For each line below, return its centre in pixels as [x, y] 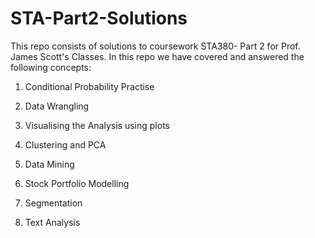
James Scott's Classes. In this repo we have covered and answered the [157, 56]
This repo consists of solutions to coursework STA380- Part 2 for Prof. [155, 46]
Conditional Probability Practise [89, 86]
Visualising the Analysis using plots [97, 125]
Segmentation [53, 203]
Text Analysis [52, 222]
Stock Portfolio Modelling [77, 183]
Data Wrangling [57, 106]
